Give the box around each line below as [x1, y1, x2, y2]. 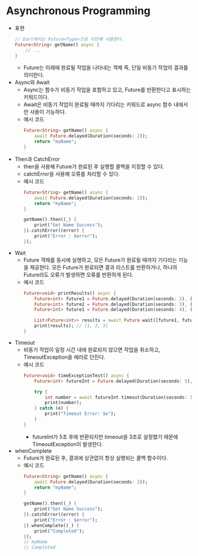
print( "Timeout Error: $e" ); [44, 411, 117, 417]
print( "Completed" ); [34, 528, 85, 534]
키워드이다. [23, 93, 49, 101]
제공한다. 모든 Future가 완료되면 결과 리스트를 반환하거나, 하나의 [29, 264, 178, 271]
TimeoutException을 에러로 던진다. [23, 353, 105, 360]
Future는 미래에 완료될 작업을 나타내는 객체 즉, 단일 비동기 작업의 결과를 [23, 64, 189, 71]
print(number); [44, 400, 82, 406]
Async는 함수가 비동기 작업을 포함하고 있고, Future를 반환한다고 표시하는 [23, 86, 192, 93]
